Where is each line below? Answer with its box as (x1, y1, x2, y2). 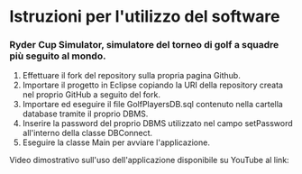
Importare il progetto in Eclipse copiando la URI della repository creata (22, 79, 284, 91)
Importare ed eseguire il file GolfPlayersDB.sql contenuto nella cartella (22, 99, 284, 110)
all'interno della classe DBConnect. (22, 128, 153, 139)
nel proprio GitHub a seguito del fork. (22, 89, 160, 100)
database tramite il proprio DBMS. (22, 108, 149, 119)
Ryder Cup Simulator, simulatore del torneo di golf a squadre (9, 39, 279, 51)
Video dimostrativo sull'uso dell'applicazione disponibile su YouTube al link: (9, 155, 290, 166)
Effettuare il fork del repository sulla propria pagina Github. (22, 70, 241, 81)
